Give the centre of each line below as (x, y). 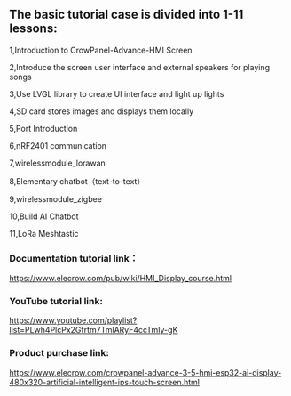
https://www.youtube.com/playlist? (73, 320)
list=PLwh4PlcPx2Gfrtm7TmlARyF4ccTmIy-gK (94, 330)
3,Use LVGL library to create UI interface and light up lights (117, 93)
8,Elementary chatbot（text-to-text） (77, 181)
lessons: (33, 29)
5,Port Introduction (43, 128)
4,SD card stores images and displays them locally (102, 111)
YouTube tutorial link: (56, 302)
